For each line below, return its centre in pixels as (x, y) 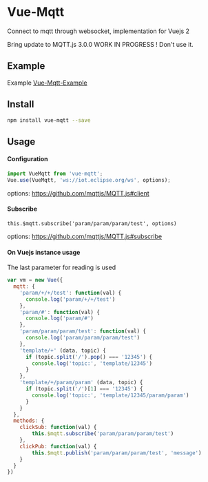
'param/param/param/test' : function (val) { (83, 331)
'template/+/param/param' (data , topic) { (81, 383)
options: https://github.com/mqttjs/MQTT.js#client (78, 193)
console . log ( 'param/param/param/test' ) (82, 338)
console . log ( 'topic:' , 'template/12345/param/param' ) (111, 395)
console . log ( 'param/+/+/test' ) (70, 299)
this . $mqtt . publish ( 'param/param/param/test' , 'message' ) (117, 453)
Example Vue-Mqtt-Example (47, 83)
